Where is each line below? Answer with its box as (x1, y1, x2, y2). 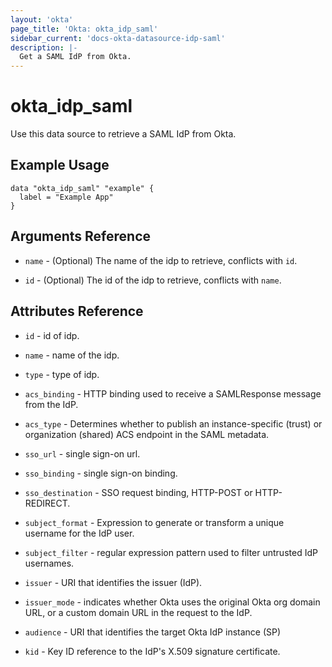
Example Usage (10, 157, 110, 174)
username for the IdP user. (24, 527, 135, 539)
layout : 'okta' (10, 14, 74, 25)
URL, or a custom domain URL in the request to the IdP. (24, 606, 253, 618)
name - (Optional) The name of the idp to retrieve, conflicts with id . (24, 254, 298, 266)
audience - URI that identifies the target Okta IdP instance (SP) (24, 626, 282, 638)
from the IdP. (24, 398, 79, 410)
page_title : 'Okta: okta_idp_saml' (10, 24, 159, 34)
